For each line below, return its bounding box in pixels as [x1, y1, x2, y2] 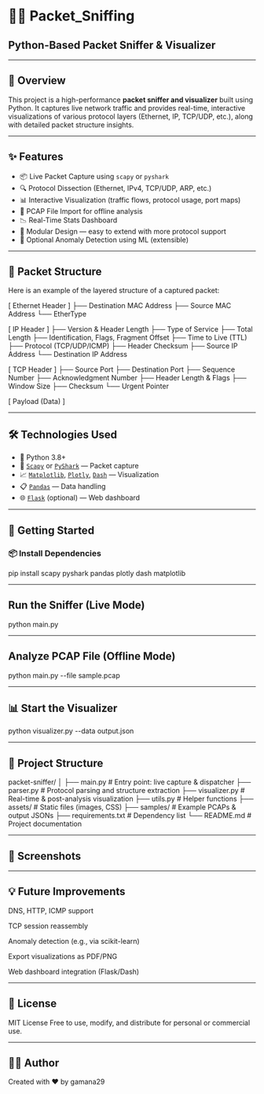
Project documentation [8, 819, 82, 828]
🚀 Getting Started [8, 523, 95, 537]
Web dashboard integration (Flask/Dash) [8, 967, 140, 976]
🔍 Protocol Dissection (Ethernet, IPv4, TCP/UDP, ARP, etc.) [19, 183, 212, 193]
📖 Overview [8, 74, 66, 87]
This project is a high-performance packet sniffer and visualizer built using [8, 94, 254, 105]
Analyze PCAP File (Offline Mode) [8, 650, 176, 663]
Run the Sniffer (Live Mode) [8, 599, 145, 612]
